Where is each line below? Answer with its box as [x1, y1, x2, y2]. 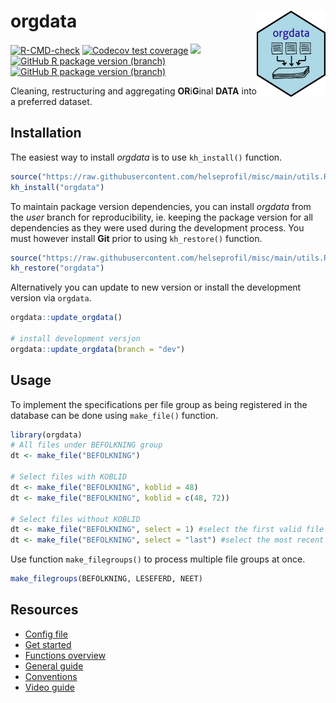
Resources [10, 601, 79, 619]
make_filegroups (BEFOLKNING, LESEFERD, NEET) [10, 574, 203, 584]
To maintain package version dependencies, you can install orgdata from [10, 200, 312, 212]
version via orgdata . [10, 292, 92, 304]
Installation [10, 125, 82, 142]
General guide [24, 660, 84, 672]
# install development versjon [10, 334, 141, 344]
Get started [24, 638, 72, 650]
